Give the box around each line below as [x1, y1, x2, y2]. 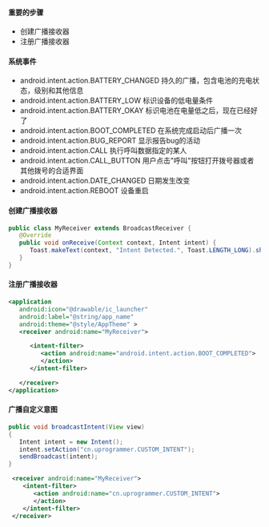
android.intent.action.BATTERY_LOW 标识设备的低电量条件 [19, 96, 214, 106]
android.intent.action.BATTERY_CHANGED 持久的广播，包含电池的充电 [19, 76, 253, 86]
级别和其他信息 [34, 86, 84, 95]
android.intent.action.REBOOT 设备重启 [19, 186, 150, 195]
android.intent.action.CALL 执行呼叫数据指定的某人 [19, 146, 187, 155]
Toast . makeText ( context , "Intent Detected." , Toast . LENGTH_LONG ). [29, 247, 256, 255]
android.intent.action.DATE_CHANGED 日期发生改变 [19, 176, 191, 186]
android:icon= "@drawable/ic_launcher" [18, 305, 149, 313]
